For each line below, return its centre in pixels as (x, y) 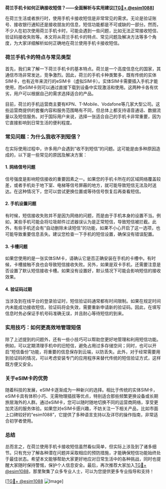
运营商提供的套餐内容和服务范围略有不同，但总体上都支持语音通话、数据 (83, 110)
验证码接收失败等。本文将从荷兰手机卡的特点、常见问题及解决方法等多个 (79, 37)
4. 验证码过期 (19, 289)
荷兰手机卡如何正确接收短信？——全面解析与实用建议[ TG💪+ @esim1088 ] (80, 8)
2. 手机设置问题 (21, 204)
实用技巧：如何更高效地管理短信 (43, 327)
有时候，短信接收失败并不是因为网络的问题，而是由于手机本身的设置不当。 (81, 216)
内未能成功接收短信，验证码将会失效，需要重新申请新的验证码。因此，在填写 (83, 307)
